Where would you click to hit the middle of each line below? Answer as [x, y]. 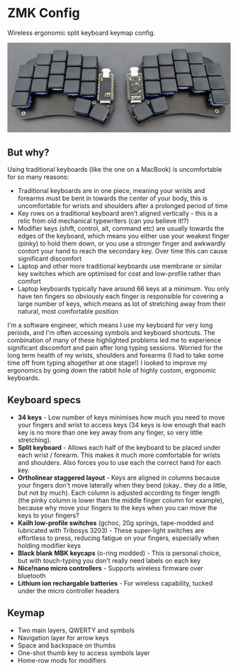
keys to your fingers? [48, 515]
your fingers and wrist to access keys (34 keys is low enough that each [121, 424]
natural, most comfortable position [68, 312]
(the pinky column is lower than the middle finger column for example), [121, 500]
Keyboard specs [44, 400]
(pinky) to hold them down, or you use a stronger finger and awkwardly [121, 243]
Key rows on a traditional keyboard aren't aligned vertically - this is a [118, 214]
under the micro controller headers [68, 591]
